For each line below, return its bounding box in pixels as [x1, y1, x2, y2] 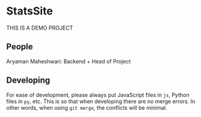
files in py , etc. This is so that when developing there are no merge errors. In [6, 98, 196, 105]
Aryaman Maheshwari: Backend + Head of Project [6, 57, 131, 65]
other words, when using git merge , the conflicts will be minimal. [6, 104, 168, 111]
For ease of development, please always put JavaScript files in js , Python [6, 91, 190, 98]
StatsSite [6, 4, 53, 18]
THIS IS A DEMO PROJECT [6, 24, 74, 31]
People [6, 42, 33, 52]
